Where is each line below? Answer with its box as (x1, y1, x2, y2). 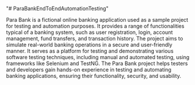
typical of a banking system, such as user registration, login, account (6, 29, 173, 36)
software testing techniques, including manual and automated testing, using (6, 54, 190, 60)
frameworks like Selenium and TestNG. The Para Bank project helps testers (6, 60, 188, 67)
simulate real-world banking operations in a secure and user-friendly (6, 41, 173, 48)
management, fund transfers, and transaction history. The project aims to (6, 35, 183, 42)
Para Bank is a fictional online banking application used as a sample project (6, 16, 189, 23)
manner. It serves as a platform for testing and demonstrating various (6, 47, 174, 55)
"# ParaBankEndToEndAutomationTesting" (6, 5, 109, 12)
